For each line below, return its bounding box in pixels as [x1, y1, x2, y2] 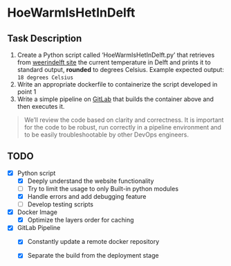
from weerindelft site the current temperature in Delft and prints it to [17, 58, 211, 66]
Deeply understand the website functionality [27, 177, 154, 185]
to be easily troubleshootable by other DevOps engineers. [24, 130, 189, 139]
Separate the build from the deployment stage [27, 251, 159, 260]
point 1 [17, 88, 37, 96]
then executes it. [17, 103, 65, 110]
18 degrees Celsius [17, 74, 74, 81]
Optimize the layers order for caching [27, 216, 134, 224]
